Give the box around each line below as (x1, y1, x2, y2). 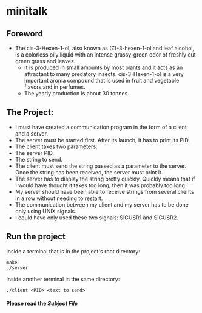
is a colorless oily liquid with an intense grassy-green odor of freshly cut (15, 51, 196, 58)
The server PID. (15, 149, 55, 156)
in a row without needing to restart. (15, 194, 103, 202)
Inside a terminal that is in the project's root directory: (6, 247, 141, 255)
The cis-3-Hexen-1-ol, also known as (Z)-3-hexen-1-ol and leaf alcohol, (15, 44, 195, 52)
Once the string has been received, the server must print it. (15, 168, 163, 176)
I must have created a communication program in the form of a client (15, 123, 187, 131)
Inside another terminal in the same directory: (6, 275, 120, 283)
